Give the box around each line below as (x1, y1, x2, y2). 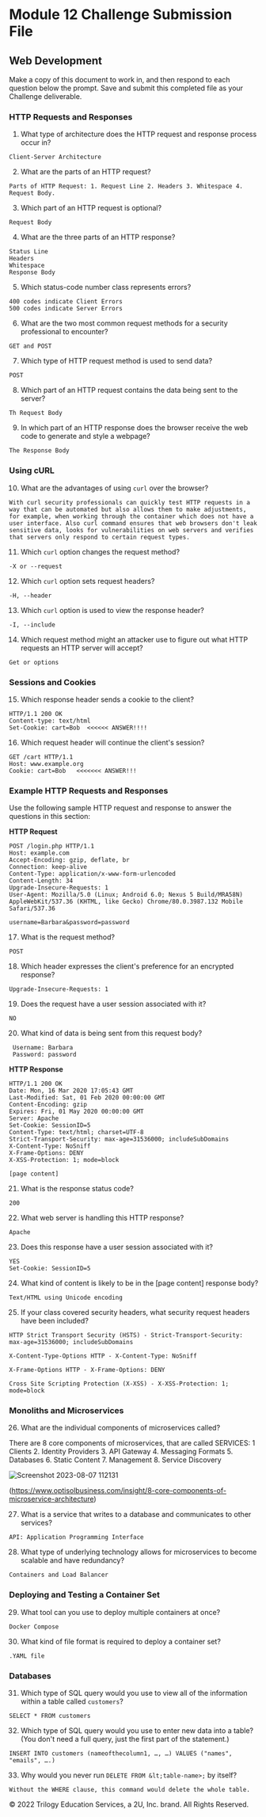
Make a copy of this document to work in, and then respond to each (9, 75, 230, 84)
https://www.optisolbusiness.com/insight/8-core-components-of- (11, 1486, 226, 1495)
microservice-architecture (9, 1495, 94, 1504)
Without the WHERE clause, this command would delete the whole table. (9, 1786, 250, 1794)
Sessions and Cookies (9, 676, 97, 688)
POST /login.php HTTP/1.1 (9, 842, 94, 851)
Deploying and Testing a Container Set (9, 1590, 161, 1601)
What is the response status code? (20, 1184, 134, 1194)
